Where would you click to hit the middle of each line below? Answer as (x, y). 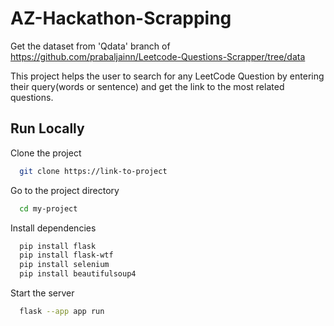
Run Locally (47, 128)
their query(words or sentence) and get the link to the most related (147, 86)
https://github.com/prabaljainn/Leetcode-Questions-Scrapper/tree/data (158, 56)
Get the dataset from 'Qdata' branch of (90, 46)
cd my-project (48, 208)
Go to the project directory (65, 190)
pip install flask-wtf (66, 255)
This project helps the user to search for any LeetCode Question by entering (167, 76)
